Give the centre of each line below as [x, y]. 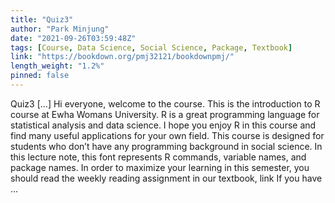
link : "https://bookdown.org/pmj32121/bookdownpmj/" [122, 57]
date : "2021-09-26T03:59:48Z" [73, 38]
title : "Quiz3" [42, 19]
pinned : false [40, 76]
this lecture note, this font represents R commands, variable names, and [158, 157]
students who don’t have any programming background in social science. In [166, 146]
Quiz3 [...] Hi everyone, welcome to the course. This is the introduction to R [165, 103]
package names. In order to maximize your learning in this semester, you [160, 167]
